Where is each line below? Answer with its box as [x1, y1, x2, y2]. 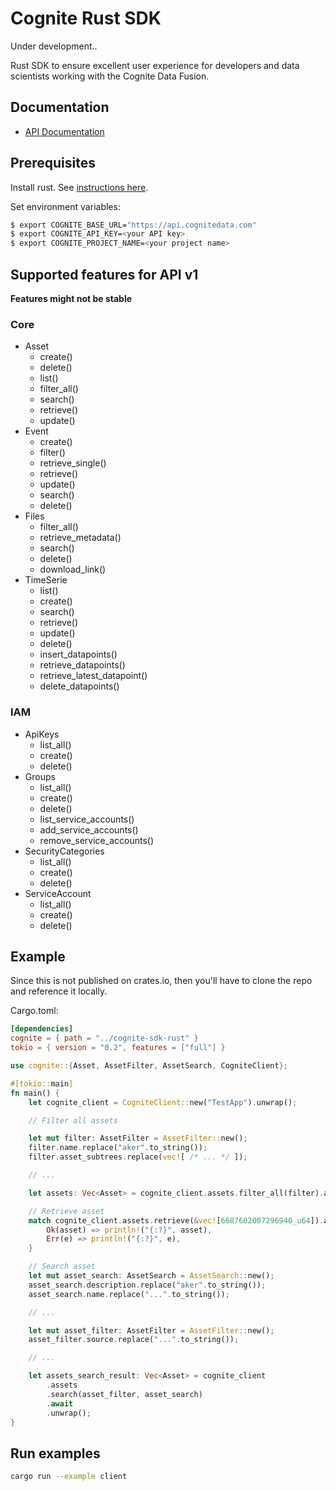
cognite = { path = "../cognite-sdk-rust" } [10, 1033, 199, 1044]
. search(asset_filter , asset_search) [46, 1389, 203, 1399]
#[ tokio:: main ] [10, 1078, 74, 1089]
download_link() [39, 563, 107, 576]
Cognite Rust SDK [10, 7, 162, 30]
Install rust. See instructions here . [10, 181, 149, 193]
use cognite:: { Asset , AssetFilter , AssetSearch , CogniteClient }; [10, 1061, 288, 1071]
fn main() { [10, 1088, 60, 1098]
